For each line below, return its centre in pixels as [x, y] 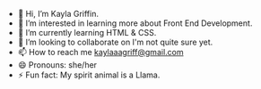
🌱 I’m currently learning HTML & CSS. [87, 32]
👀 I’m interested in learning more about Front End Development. [135, 23]
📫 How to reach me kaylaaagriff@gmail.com [100, 52]
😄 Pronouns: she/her [57, 65]
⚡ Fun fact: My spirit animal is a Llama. [89, 75]
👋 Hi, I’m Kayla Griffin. [58, 14]
